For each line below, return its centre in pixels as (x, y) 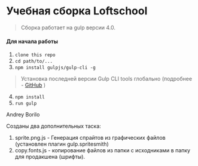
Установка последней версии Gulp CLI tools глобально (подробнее (106, 79)
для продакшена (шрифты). (50, 157)
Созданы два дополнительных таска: (54, 126)
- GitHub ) (33, 85)
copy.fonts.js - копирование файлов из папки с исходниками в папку (102, 150)
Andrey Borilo (23, 115)
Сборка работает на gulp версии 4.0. (68, 27)
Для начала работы (32, 41)
